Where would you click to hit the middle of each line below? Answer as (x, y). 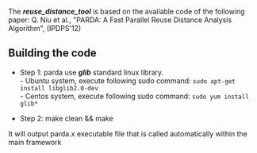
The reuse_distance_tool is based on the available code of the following (127, 11)
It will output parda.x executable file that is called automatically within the (128, 133)
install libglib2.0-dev (59, 88)
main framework (35, 142)
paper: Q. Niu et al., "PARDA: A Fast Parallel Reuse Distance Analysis (120, 20)
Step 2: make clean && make (66, 118)
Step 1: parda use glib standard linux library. (92, 72)
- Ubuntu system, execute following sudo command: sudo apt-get (127, 80)
